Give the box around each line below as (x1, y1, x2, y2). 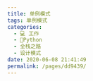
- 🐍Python (13, 37, 42, 44)
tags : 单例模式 (7, 17, 48, 24)
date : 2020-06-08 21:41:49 (7, 56, 87, 63)
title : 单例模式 (7, 10, 51, 18)
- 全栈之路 (13, 43, 42, 50)
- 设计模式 (13, 50, 42, 57)
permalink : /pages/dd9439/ (7, 63, 87, 70)
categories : (7, 23, 42, 30)
